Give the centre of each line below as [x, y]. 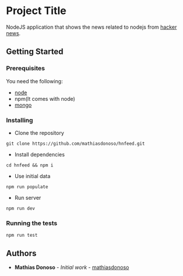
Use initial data [32, 176]
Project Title [36, 11]
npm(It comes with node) [45, 98]
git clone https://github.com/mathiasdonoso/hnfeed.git [75, 144]
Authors [21, 253]
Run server [28, 197]
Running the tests [32, 223]
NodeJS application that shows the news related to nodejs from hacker [91, 27]
